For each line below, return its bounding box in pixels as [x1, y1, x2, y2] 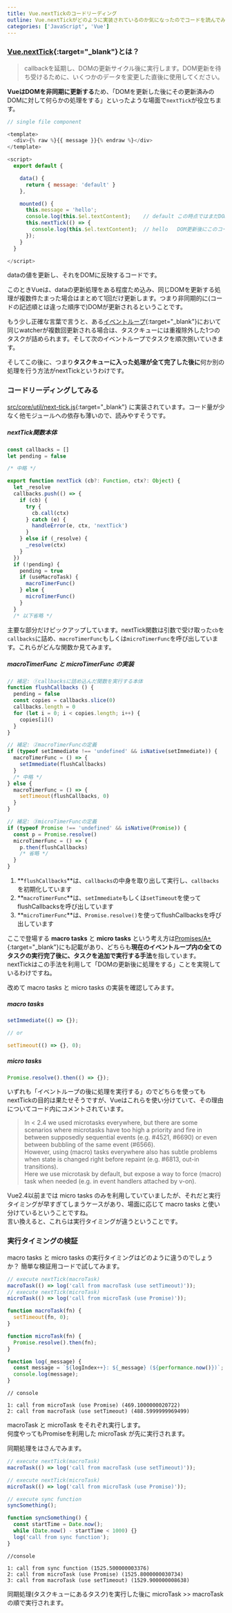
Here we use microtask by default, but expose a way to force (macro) [23, 1170, 222, 1178]
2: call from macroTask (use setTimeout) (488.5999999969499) [7, 1408, 190, 1415]
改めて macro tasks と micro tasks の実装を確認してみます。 [7, 984, 178, 992]
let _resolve [13, 484, 51, 491]
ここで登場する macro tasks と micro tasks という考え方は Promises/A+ [7, 935, 212, 943]
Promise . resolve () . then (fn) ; [13, 1339, 97, 1346]
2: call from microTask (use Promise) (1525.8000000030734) [7, 1571, 184, 1578]
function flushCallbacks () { [7, 684, 95, 691]
